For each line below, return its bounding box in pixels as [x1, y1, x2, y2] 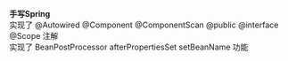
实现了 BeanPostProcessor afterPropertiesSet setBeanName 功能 [9, 42, 249, 52]
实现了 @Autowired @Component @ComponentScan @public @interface [9, 19, 279, 30]
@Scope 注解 [9, 31, 59, 41]
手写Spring [9, 9, 51, 19]
